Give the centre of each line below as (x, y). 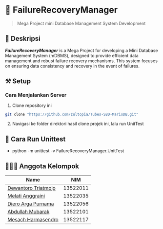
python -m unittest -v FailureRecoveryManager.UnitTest (68, 151)
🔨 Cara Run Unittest (35, 139)
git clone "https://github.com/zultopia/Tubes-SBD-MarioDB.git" (72, 114)
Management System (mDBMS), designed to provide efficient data (72, 55)
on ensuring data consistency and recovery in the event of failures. (72, 66)
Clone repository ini (32, 106)
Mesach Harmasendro (33, 219)
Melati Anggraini (26, 195)
